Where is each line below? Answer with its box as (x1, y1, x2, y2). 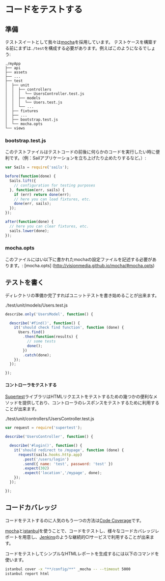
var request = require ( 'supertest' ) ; (5, 426, 82, 430)
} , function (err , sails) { (9, 187, 65, 192)
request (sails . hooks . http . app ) (18, 452, 82, 457)
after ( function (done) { (5, 219, 54, 224)
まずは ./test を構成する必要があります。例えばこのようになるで (18, 45, 147, 51)
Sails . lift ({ (9, 179, 36, 183)
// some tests (27, 339, 56, 344)
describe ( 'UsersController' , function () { (5, 434, 93, 439)
